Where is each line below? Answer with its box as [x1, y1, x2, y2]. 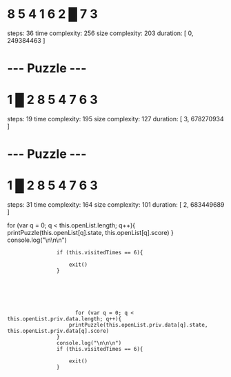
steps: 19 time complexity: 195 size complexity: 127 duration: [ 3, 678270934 [7, 115, 224, 123]
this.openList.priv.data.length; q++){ [7, 316, 122, 323]
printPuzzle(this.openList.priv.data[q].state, [68, 322, 208, 329]
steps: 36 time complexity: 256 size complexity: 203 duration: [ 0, [7, 29, 194, 37]
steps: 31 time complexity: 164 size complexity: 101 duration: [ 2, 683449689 [7, 201, 225, 209]
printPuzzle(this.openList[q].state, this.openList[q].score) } [7, 229, 174, 237]
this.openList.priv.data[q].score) [7, 327, 110, 335]
